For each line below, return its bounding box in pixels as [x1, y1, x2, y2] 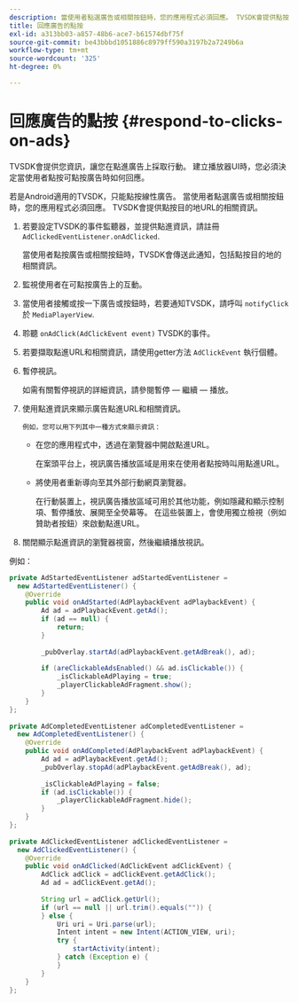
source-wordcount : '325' [9, 54, 101, 63]
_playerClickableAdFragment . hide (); [56, 795, 192, 805]
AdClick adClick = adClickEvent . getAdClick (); [41, 870, 216, 879]
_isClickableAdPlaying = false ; [41, 780, 161, 788]
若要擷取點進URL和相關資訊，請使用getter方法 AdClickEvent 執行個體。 [21, 347, 283, 357]
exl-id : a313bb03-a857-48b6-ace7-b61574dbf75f [9, 29, 184, 38]
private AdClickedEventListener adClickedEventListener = [9, 837, 228, 846]
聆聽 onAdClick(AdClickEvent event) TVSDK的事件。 [21, 327, 216, 338]
